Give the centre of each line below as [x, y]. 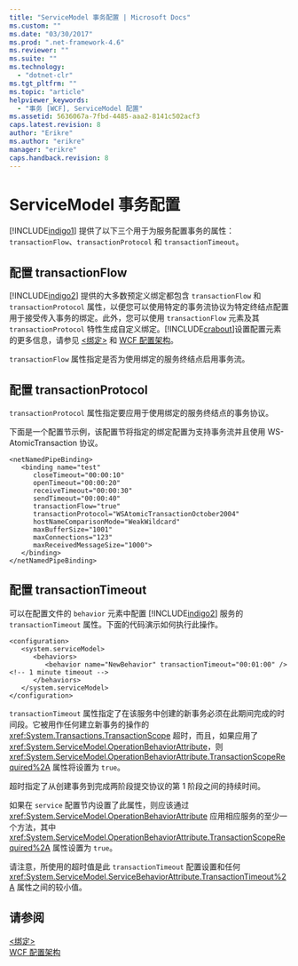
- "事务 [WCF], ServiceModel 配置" [80, 108]
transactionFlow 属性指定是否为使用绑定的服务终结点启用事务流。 [129, 359]
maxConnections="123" [73, 538]
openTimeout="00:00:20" [77, 483]
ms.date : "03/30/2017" [51, 34]
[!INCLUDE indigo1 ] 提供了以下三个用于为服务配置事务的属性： [122, 231]
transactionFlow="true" [77, 507]
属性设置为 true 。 [85, 847]
